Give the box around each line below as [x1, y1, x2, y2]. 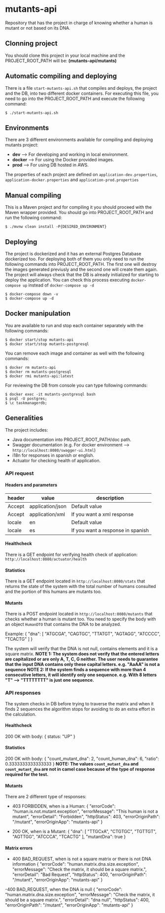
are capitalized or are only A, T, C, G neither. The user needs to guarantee [5, 656, 159, 662]
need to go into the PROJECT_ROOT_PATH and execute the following [5, 95, 145, 102]
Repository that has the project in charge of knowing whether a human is [5, 20, 153, 26]
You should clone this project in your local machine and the [5, 52, 126, 58]
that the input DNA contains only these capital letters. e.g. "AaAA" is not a [5, 661, 160, 667]
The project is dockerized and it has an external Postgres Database [5, 251, 141, 256]
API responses [5, 690, 41, 696]
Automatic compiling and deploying [5, 72, 117, 80]
